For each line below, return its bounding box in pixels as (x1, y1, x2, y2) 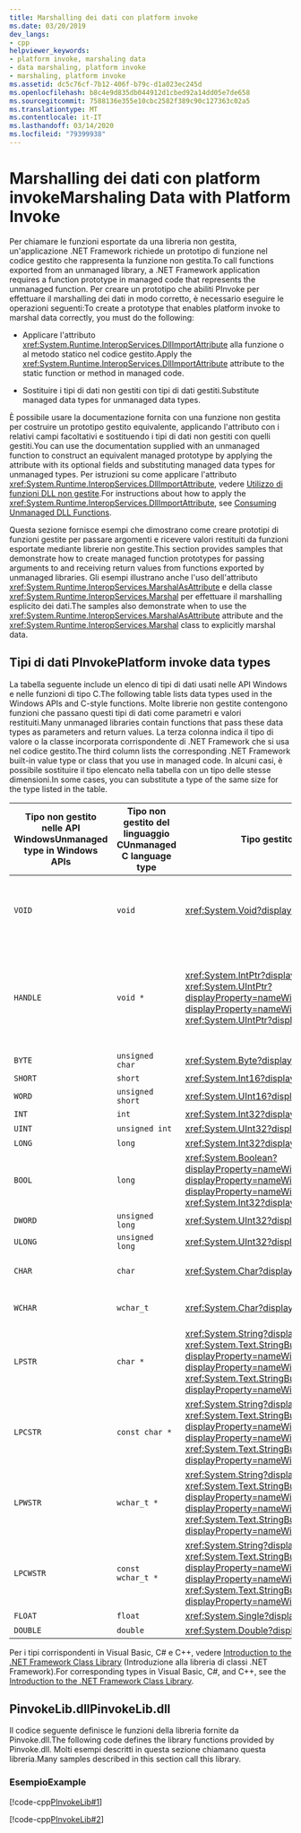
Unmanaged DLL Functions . (9, 507, 112, 518)
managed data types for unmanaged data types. (21, 394, 202, 405)
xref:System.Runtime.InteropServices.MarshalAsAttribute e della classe (9, 581, 273, 592)
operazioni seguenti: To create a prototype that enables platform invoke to (9, 302, 280, 314)
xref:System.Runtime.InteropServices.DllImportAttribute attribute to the (21, 357, 285, 368)
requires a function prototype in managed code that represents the (9, 274, 256, 285)
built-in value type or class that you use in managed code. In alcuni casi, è (9, 754, 284, 766)
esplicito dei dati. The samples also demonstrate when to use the (9, 600, 247, 611)
